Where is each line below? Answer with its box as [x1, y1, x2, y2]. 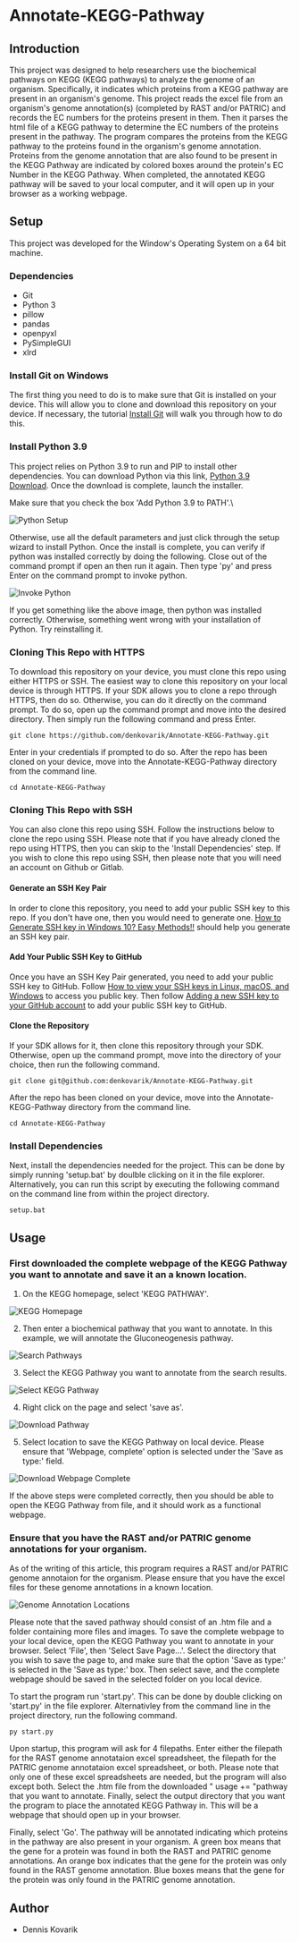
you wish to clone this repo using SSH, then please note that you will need [9, 852, 282, 863]
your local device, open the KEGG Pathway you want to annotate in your [9, 1636, 275, 1647]
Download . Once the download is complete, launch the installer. [9, 479, 244, 490]
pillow [21, 310, 45, 320]
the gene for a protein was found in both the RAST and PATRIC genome [9, 1846, 272, 1857]
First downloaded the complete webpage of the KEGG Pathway [9, 1257, 287, 1269]
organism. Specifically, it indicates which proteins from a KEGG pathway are [9, 84, 288, 94]
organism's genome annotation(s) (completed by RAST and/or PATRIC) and [9, 103, 287, 113]
